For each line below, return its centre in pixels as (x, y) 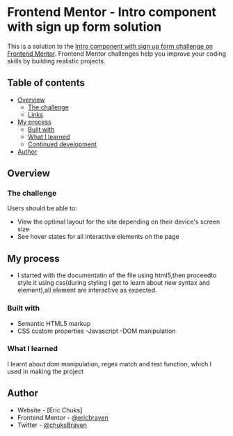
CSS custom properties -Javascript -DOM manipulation (96, 331)
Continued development (62, 144)
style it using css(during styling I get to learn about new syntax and (113, 283)
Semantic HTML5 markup (54, 323)
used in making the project (46, 371)
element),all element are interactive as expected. (87, 290)
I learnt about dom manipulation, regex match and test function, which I (110, 364)
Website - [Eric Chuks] (50, 410)
